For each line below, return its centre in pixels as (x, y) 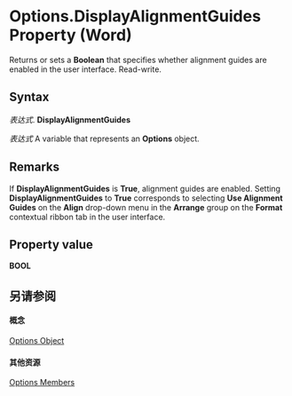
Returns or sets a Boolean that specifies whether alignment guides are (138, 59)
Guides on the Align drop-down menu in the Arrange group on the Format (146, 207)
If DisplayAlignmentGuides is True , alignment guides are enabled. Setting (145, 188)
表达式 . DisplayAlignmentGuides (70, 119)
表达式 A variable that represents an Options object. (104, 139)
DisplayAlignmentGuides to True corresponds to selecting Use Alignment (146, 198)
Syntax (29, 97)
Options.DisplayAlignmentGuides (135, 16)
